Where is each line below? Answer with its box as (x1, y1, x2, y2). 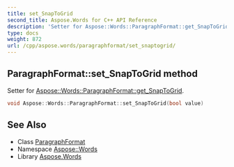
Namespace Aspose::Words (17, 145, 97, 153)
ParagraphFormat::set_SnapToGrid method (7, 68, 198, 80)
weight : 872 (7, 36, 42, 43)
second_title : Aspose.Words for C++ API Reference (7, 17, 157, 24)
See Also (7, 119, 47, 131)
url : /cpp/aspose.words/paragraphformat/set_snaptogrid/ (7, 42, 176, 49)
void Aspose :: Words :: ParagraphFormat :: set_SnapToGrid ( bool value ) (7, 100, 204, 107)
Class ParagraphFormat (17, 137, 86, 146)
